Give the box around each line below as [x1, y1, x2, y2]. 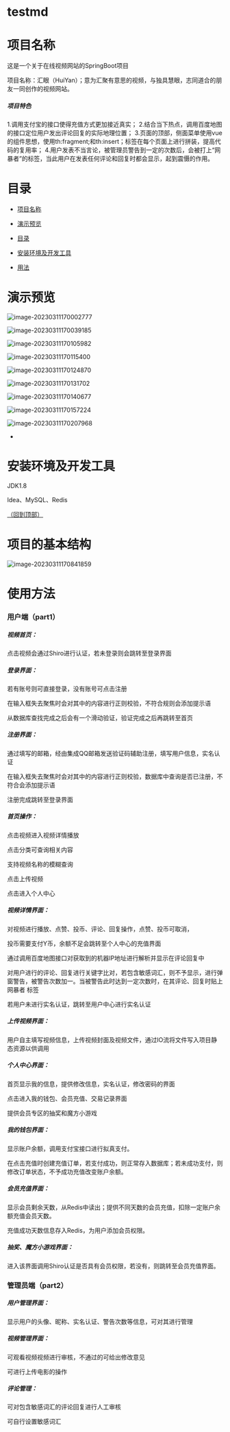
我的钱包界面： [7, 1126, 49, 1134]
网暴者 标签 [7, 985, 39, 993]
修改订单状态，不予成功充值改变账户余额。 [7, 1168, 127, 1176]
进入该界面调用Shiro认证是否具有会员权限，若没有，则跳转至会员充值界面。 [7, 1261, 220, 1270]
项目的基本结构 [7, 537, 92, 552]
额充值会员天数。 [7, 1211, 55, 1220]
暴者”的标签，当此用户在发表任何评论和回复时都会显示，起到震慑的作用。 [7, 155, 214, 163]
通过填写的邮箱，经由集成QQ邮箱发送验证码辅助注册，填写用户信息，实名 [7, 749, 214, 757]
